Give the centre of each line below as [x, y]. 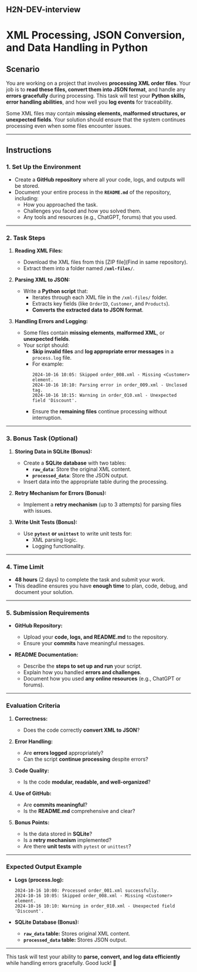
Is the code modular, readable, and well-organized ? [87, 782]
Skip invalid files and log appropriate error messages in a [103, 351]
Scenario [23, 69]
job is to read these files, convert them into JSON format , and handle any [96, 89]
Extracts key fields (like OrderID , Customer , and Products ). [101, 304]
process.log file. [52, 358]
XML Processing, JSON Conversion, [96, 35]
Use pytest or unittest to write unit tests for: [77, 533]
